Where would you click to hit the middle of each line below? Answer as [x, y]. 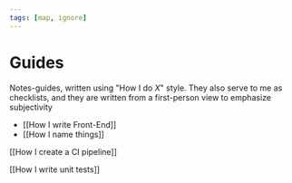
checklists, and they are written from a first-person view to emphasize [141, 97]
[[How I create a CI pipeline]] [63, 151]
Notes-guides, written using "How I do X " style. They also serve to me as [146, 88]
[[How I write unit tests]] [55, 169]
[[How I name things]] [63, 134]
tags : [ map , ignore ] [49, 18]
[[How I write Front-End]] [69, 124]
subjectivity [31, 107]
